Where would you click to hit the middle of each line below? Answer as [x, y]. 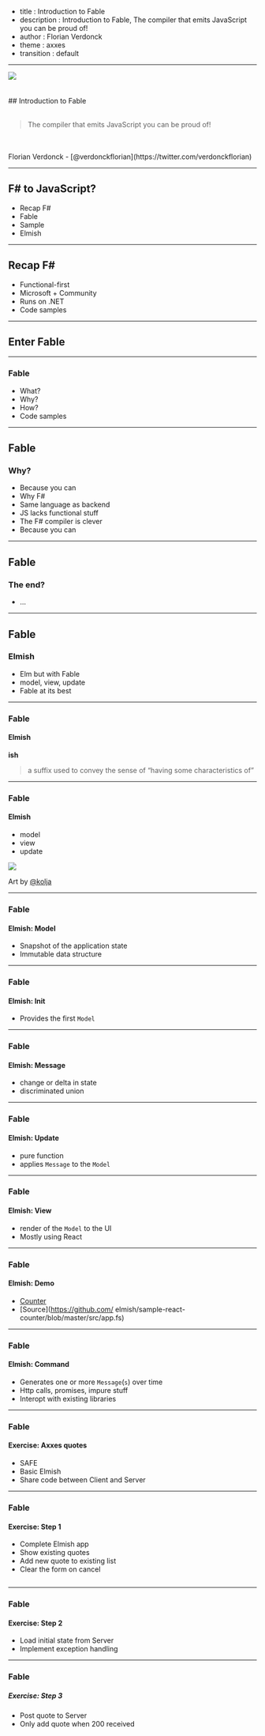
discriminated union [52, 1091]
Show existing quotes [54, 1553]
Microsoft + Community [58, 292]
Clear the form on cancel [60, 1569]
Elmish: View [30, 1211]
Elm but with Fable [50, 674]
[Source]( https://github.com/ [66, 1309]
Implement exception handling [69, 1649]
